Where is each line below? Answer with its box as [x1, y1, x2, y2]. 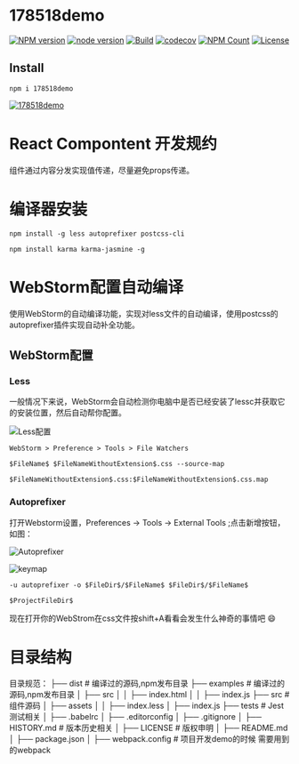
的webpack [9, 744, 52, 756]
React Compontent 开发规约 [9, 133, 218, 154]
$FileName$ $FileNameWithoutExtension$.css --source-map [9, 460, 225, 469]
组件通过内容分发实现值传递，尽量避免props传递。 [9, 165, 194, 175]
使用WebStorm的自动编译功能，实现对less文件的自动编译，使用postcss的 [9, 308, 279, 318]
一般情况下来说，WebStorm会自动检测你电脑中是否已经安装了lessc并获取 [9, 397, 278, 407]
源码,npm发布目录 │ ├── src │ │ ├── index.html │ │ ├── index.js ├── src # [9, 689, 290, 700]
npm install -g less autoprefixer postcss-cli [9, 229, 185, 238]
